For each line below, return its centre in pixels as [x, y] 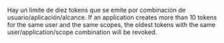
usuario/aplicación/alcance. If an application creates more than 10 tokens [112, 17]
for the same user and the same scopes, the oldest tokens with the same [111, 25]
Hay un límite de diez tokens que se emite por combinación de [97, 10]
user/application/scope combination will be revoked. [82, 32]
